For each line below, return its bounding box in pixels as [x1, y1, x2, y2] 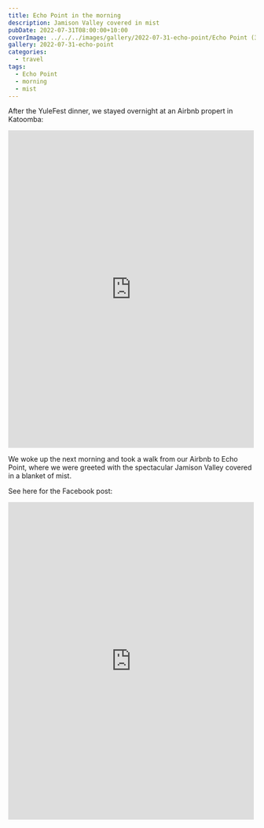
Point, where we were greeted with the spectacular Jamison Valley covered [8, 462, 252, 473]
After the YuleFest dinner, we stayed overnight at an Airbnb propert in [8, 106, 233, 116]
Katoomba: [8, 115, 44, 124]
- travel [15, 56, 44, 64]
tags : [8, 63, 26, 71]
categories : [8, 48, 47, 56]
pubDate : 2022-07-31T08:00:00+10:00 [8, 26, 128, 34]
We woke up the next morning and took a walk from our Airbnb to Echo [8, 455, 238, 464]
